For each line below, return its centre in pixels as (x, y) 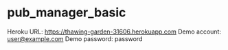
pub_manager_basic (67, 13)
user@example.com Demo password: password (75, 38)
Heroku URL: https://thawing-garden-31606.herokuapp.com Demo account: (114, 32)
